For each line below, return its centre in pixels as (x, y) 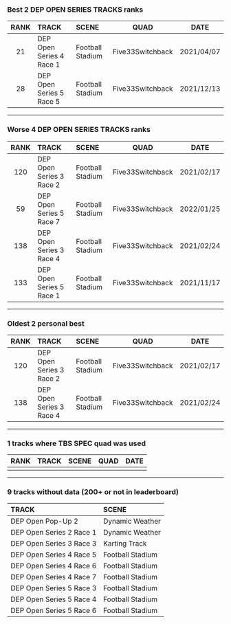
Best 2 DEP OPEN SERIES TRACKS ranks (75, 10)
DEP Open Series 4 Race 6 (54, 566)
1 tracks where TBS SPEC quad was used (77, 443)
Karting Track (125, 544)
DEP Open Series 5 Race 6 (54, 611)
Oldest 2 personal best (46, 323)
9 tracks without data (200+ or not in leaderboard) (93, 492)
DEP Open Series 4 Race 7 (54, 577)
